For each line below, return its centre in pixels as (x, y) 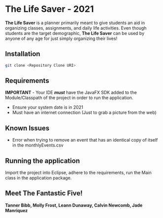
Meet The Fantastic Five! (44, 193)
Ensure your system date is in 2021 (48, 108)
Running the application (43, 161)
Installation (23, 54)
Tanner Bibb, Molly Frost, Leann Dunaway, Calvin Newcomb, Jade (74, 205)
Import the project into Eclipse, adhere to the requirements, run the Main (78, 173)
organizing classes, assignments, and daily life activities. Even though (76, 28)
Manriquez (16, 210)
